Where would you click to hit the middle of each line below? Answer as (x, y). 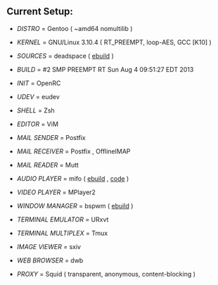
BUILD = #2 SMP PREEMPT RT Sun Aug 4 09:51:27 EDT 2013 (105, 69)
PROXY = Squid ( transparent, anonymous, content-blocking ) (106, 274)
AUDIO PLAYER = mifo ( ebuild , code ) (73, 178)
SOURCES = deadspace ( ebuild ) (65, 56)
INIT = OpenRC (39, 83)
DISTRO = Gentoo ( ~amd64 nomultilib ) (75, 28)
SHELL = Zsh (36, 110)
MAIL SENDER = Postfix (51, 137)
